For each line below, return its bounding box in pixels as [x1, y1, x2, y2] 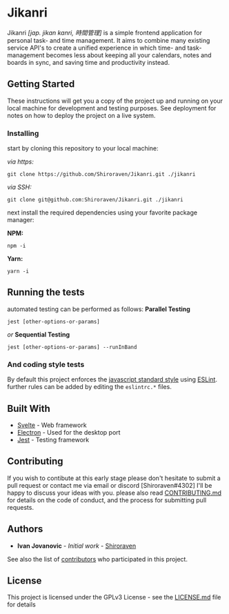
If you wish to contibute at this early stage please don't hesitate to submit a [7, 474, 221, 482]
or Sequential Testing [7, 330, 70, 339]
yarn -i [7, 268, 30, 275]
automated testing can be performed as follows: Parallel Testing [7, 305, 191, 313]
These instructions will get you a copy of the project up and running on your [7, 97, 223, 105]
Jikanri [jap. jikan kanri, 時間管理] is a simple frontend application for [7, 28, 202, 37]
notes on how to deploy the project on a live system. [7, 111, 156, 119]
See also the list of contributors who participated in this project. [7, 555, 188, 563]
